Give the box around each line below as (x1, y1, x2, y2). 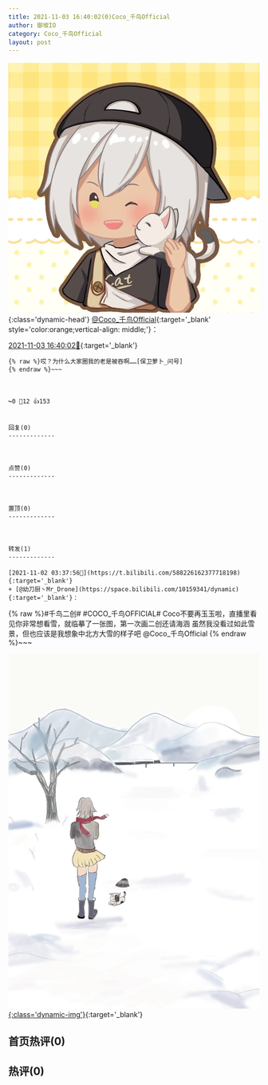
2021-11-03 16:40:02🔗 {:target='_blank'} (8, 341, 138, 350)
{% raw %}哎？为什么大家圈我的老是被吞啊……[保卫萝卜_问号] (8, 357, 183, 366)
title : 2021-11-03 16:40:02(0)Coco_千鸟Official (8, 13, 171, 21)
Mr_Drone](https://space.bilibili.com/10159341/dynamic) (46, 586, 239, 594)
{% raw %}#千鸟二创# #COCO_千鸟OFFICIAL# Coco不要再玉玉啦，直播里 (8, 609, 250, 618)
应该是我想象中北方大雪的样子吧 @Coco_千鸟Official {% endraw (35, 629, 246, 638)
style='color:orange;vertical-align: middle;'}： (8, 325, 159, 334)
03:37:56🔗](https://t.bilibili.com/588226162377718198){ (50, 569, 241, 578)
